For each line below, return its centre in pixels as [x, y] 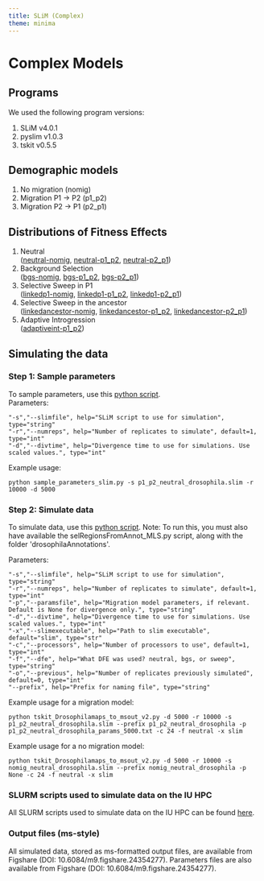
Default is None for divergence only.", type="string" [102, 610]
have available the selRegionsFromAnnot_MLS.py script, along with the [126, 536]
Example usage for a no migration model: [76, 747]
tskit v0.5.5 [38, 145]
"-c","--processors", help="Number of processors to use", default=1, [129, 645]
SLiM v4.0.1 [39, 128]
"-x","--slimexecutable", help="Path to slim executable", [109, 631]
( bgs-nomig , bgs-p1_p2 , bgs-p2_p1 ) [79, 277]
